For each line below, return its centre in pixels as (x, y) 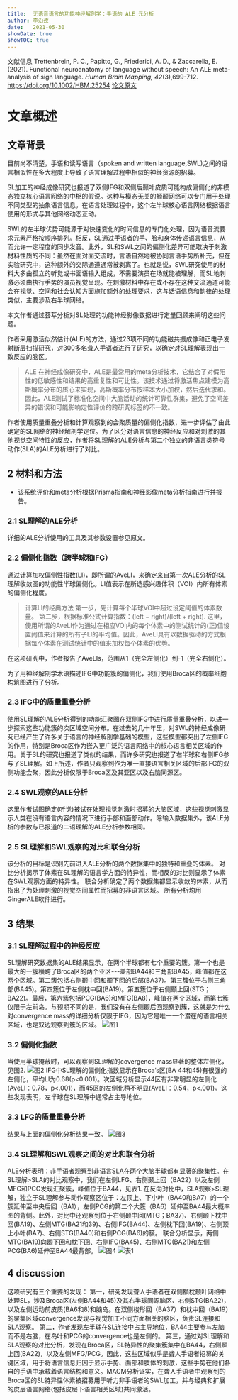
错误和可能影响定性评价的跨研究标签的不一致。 (106, 407)
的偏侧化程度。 (29, 592)
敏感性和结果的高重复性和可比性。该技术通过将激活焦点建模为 (134, 381)
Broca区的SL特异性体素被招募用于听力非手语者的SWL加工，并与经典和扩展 (117, 1380)
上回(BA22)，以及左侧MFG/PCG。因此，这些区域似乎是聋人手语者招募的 (113, 1353)
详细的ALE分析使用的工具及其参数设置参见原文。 (78, 538)
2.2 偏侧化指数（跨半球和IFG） (60, 558)
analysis (19, 77)
